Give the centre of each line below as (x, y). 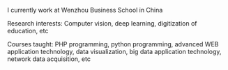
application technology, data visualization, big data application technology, (114, 52)
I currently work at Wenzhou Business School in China (85, 10)
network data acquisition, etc (49, 59)
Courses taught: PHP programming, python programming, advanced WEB (113, 44)
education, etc (28, 31)
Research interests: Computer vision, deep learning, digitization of (102, 23)
